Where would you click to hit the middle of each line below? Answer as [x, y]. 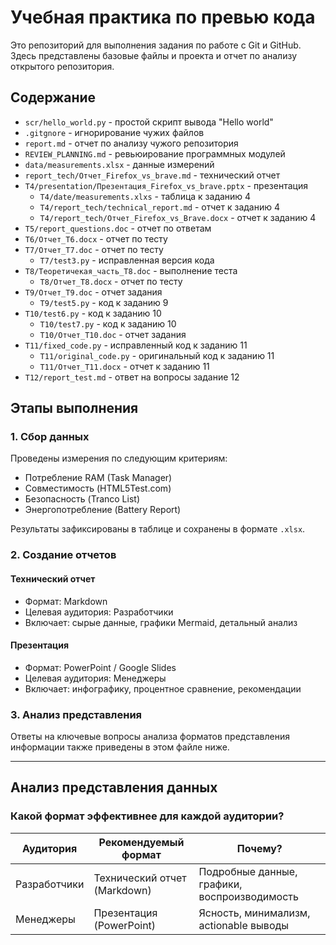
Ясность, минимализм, [254, 913]
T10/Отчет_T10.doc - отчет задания [113, 334]
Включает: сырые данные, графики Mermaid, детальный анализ [161, 622]
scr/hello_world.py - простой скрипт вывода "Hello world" [149, 122]
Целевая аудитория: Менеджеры [95, 678]
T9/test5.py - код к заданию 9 [104, 302]
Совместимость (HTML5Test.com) [98, 488]
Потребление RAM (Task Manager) [98, 478]
